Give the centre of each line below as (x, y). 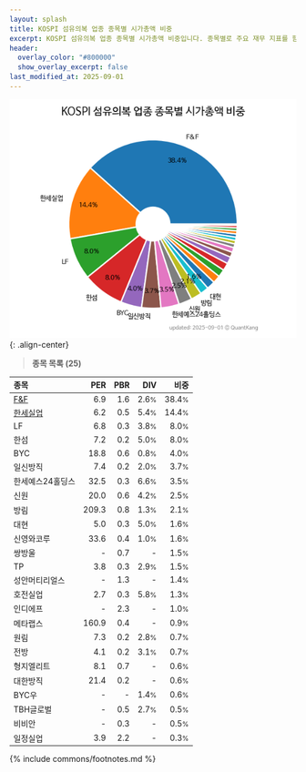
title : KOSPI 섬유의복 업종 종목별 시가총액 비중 (91, 29)
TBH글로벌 (33, 709)
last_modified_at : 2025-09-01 (67, 77)
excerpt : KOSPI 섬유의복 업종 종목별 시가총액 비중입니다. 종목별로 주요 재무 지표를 (149, 38)
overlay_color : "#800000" (67, 58)
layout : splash (38, 19)
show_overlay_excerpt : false (73, 67)
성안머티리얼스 (39, 580)
